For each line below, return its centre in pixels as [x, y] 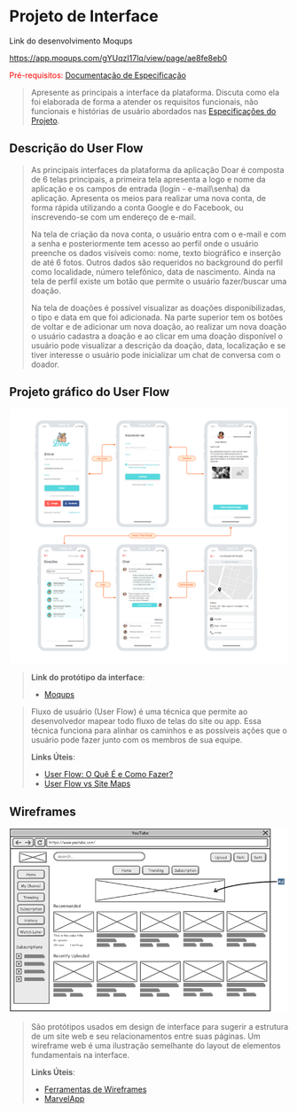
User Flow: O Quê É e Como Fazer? [109, 774]
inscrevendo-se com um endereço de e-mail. [113, 217]
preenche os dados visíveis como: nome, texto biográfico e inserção [156, 253]
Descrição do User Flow [76, 148]
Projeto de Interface [84, 16]
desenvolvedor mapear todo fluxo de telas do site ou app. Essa [146, 721]
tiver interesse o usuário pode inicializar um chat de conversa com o [156, 354]
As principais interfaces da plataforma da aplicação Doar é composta [157, 169]
